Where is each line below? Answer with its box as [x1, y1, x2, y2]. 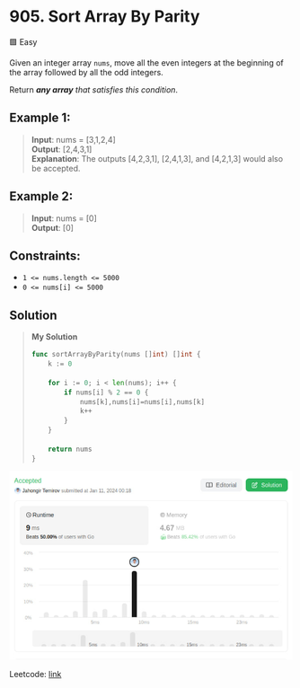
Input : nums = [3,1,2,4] [31, 134, 117, 145]
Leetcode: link [9, 668, 62, 679]
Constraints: [9, 248, 81, 263]
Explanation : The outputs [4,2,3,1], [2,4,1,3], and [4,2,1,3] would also [31, 153, 284, 163]
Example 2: [9, 189, 74, 204]
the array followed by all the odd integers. [9, 66, 163, 77]
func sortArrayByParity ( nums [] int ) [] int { [31, 350, 201, 359]
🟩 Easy [9, 36, 38, 47]
